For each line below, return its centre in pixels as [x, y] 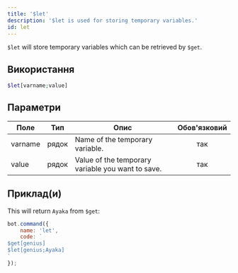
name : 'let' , [39, 231]
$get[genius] [27, 244]
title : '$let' [28, 14]
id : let [19, 27]
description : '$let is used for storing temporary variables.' [103, 21]
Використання [41, 69]
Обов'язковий [202, 127]
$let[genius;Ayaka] [36, 250]
